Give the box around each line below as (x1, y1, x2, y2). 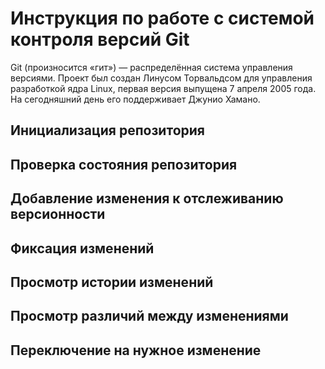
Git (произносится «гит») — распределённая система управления (10, 61, 293, 73)
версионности (10, 206, 106, 223)
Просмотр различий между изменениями (10, 308, 289, 325)
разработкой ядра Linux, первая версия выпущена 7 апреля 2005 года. (10, 82, 317, 94)
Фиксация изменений (10, 240, 155, 257)
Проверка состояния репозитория (10, 156, 238, 173)
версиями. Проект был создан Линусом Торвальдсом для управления (10, 72, 313, 84)
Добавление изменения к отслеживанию (10, 190, 284, 207)
